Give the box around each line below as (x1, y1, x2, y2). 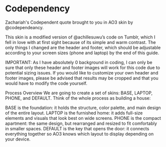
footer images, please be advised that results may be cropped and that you (5, 75, 159, 81)
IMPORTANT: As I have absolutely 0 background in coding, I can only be (5, 59, 153, 65)
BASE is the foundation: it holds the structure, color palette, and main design (5, 105, 161, 110)
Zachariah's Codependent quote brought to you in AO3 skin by (5, 19, 133, 25)
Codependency (5, 3, 70, 14)
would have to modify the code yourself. (5, 80, 88, 86)
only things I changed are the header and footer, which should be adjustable (5, 44, 161, 50)
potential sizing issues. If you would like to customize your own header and (5, 70, 159, 75)
